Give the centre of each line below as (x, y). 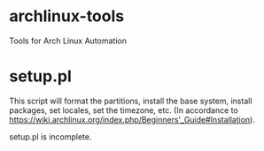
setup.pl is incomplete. (50, 136)
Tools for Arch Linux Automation (68, 41)
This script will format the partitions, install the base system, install (131, 101)
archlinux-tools (67, 16)
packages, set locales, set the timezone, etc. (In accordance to (124, 110)
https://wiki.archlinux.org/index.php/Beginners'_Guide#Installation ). (132, 119)
